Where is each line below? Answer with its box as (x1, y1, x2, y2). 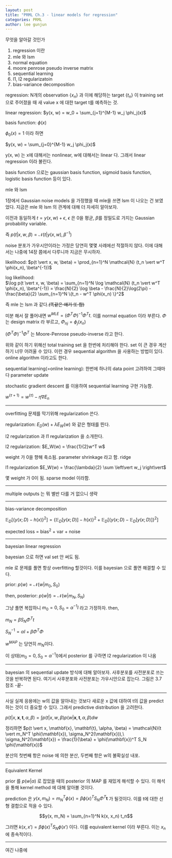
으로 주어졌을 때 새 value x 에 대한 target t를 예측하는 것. (5, 100, 119, 106)
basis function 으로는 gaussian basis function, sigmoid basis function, (5, 169, 152, 175)
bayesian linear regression (5, 543, 61, 549)
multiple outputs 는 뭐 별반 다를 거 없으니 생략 (5, 491, 98, 497)
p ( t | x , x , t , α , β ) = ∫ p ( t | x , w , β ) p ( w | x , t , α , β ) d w (5, 714, 98, 720)
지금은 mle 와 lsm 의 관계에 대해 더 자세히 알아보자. (16, 204, 118, 210)
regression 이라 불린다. (5, 158, 53, 164)
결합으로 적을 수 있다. (10, 803, 53, 809)
